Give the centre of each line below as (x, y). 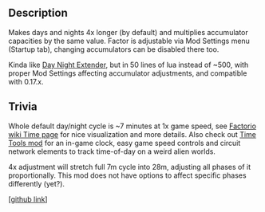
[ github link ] (28, 199)
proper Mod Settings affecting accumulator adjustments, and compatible (128, 73)
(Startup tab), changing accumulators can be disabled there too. (114, 49)
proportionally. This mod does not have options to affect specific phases (127, 175)
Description (38, 13)
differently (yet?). (37, 183)
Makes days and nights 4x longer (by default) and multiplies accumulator (129, 32)
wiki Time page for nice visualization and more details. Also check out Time (132, 134)
